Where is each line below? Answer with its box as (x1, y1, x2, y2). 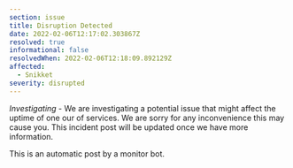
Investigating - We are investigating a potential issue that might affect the (9, 103, 276, 113)
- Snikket (17, 71, 53, 80)
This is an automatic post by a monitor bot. (9, 148, 166, 159)
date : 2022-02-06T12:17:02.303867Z (9, 29, 141, 38)
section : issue (9, 12, 66, 22)
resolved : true (9, 37, 66, 47)
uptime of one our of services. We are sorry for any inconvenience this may (9, 112, 285, 123)
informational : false (9, 46, 89, 55)
